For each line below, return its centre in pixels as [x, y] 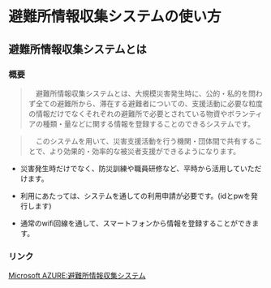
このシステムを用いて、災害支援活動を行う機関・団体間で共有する [145, 141]
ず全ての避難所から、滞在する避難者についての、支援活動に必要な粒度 [146, 103]
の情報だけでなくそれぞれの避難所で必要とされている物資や [128, 114]
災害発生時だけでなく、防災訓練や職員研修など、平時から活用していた [137, 168]
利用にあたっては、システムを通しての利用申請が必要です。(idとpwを [135, 196]
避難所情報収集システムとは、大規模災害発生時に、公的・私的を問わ [149, 93]
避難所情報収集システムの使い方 [115, 17]
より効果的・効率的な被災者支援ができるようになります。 [145, 151]
